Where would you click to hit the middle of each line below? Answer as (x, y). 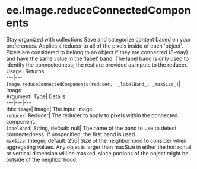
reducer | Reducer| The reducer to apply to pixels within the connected (92, 115)
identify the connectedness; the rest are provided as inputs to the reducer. (97, 65)
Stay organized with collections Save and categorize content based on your (99, 39)
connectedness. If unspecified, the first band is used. (71, 134)
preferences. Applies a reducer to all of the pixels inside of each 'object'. (95, 46)
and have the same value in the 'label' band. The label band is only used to (97, 58)
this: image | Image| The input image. (50, 109)
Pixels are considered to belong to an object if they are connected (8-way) (97, 52)
